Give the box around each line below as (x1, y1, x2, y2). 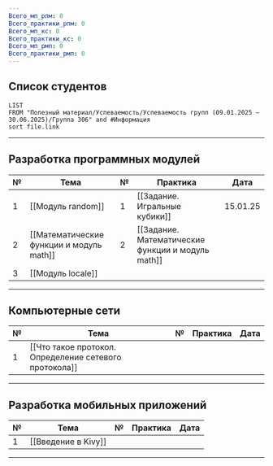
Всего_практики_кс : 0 (8, 34, 82, 43)
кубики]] (136, 211, 172, 222)
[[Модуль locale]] (29, 268, 98, 279)
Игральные (136, 200, 181, 211)
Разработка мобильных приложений (8, 398, 207, 412)
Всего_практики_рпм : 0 (8, 20, 85, 28)
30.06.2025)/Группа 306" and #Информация (8, 115, 151, 124)
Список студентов (8, 80, 107, 94)
